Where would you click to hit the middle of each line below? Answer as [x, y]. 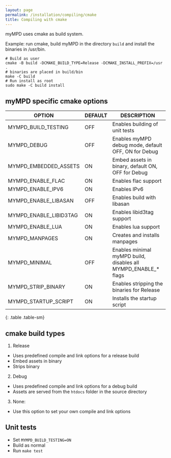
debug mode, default [137, 145]
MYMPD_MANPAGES [33, 238]
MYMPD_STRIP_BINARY [36, 287]
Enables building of [135, 124]
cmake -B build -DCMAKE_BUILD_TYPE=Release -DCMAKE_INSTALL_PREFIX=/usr [84, 63]
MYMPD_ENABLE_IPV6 [36, 189]
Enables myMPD [132, 139]
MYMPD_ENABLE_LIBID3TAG [43, 215]
